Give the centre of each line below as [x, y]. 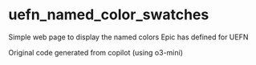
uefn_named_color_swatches [109, 15]
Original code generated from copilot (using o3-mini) [95, 52]
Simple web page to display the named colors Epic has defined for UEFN [128, 37]
